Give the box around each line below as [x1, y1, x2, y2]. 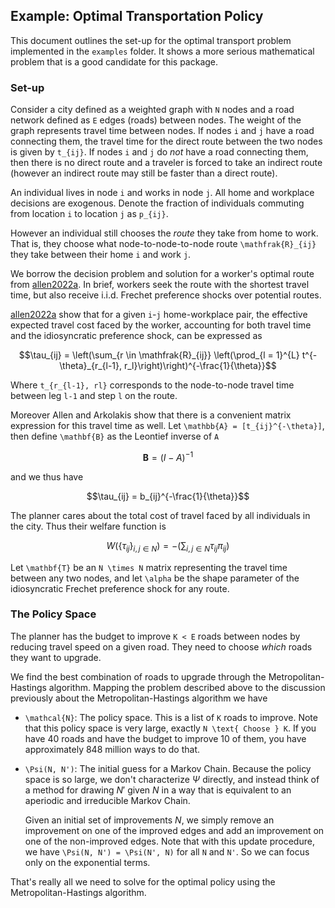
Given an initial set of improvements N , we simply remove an [24, 814, 275, 826]
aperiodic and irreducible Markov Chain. [24, 794, 191, 806]
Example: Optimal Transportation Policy [10, 8, 264, 25]
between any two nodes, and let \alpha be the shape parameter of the [10, 572, 300, 584]
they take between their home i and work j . [10, 249, 192, 261]
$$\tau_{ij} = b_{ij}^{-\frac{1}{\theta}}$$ [86, 490, 250, 502]
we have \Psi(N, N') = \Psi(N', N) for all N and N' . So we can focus [24, 845, 310, 858]
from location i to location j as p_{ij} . [10, 208, 169, 220]
